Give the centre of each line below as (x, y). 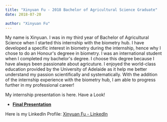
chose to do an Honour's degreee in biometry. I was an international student (83, 53)
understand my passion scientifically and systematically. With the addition (81, 75)
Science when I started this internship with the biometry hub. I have (75, 43)
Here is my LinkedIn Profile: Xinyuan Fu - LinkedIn (56, 114)
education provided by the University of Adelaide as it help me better (76, 69)
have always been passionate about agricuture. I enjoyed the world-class (80, 64)
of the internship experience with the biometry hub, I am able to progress (80, 80)
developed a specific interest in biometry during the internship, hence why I (83, 48)
